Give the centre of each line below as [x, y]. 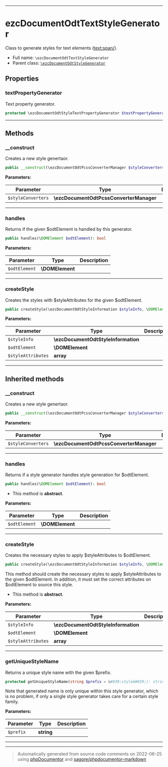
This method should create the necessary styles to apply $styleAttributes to [83, 574]
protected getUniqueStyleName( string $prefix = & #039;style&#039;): [78, 681]
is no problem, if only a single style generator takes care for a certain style [82, 696]
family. [12, 702]
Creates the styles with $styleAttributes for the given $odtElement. [74, 300]
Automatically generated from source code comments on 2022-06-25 [89, 754]
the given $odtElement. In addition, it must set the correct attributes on [78, 579]
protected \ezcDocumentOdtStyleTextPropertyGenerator [62, 113]
